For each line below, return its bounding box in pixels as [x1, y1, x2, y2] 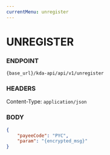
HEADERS [6, 84, 36, 93]
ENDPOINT [6, 56, 39, 65]
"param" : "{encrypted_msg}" [17, 138, 88, 144]
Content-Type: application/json [6, 98, 87, 105]
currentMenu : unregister [6, 8, 69, 15]
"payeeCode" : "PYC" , [17, 133, 69, 139]
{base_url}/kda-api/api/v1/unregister [6, 70, 104, 76]
